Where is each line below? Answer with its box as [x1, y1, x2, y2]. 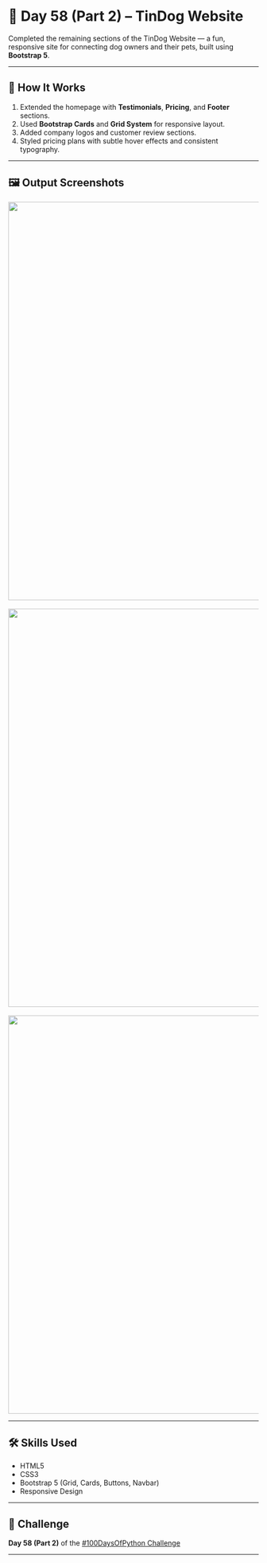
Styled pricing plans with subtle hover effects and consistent [19, 135, 219, 146]
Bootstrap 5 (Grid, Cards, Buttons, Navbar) [19, 1478, 160, 1488]
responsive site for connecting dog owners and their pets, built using [8, 41, 234, 51]
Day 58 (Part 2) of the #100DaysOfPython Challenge [8, 1538, 181, 1548]
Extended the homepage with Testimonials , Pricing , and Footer [19, 102, 230, 112]
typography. [19, 144, 60, 154]
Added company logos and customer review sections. [19, 127, 197, 137]
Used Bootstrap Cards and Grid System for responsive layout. [19, 119, 225, 128]
